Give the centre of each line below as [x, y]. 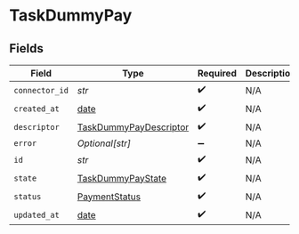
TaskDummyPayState [122, 178]
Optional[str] [104, 143]
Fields [27, 48]
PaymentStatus [109, 197]
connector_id [41, 90]
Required [217, 73]
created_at [36, 109]
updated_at [36, 215]
